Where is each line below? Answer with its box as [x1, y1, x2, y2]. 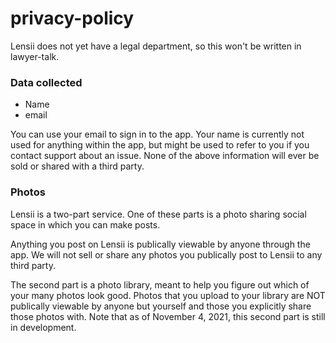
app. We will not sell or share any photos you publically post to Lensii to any [10, 248, 323, 261]
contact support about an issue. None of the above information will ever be [10, 150, 320, 162]
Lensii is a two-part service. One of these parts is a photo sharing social [10, 208, 307, 220]
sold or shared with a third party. [10, 160, 145, 172]
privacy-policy [10, 7, 135, 30]
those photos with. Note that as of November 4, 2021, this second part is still [10, 310, 326, 322]
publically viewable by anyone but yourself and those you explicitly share [10, 300, 312, 312]
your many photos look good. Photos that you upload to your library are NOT [10, 289, 326, 301]
